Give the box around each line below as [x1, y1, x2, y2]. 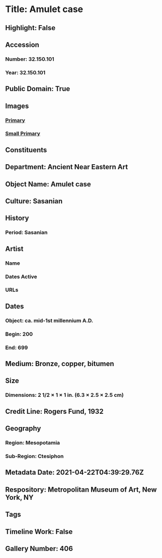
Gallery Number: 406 [5, 544, 73, 553]
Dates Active [5, 273, 38, 280]
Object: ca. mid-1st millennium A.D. [5, 317, 94, 324]
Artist [5, 245, 24, 253]
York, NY [5, 493, 34, 502]
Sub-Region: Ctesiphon [5, 453, 64, 460]
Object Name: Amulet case [5, 180, 92, 188]
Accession [5, 40, 39, 49]
